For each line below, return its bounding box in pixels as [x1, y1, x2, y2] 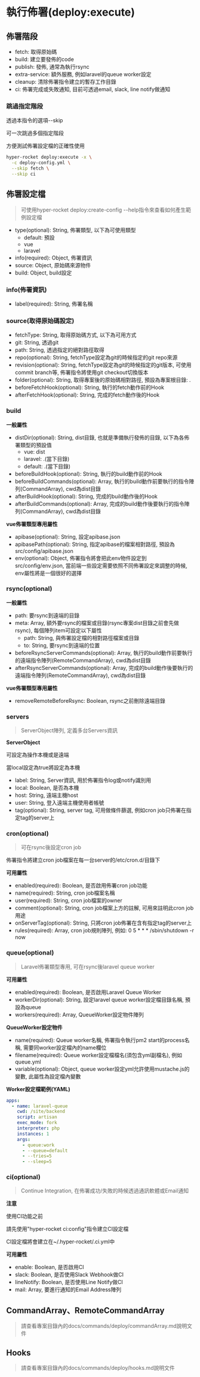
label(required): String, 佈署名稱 [14, 300, 93, 307]
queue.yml [14, 1058, 41, 1065]
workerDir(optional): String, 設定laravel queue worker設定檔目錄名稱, [14, 996, 184, 1003]
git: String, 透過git [14, 339, 59, 346]
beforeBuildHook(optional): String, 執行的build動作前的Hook [14, 470, 162, 477]
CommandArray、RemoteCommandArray [6, 1305, 165, 1315]
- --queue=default [21, 1147, 68, 1153]
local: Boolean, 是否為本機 [14, 784, 79, 792]
